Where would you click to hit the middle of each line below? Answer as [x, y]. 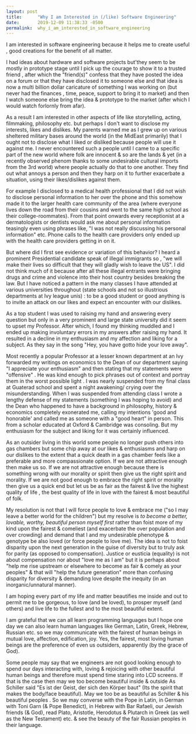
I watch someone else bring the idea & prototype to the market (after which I [98, 100]
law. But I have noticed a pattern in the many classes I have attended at [92, 284]
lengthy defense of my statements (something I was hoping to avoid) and [94, 400]
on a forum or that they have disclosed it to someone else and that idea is [94, 81]
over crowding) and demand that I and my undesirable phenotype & [87, 535]
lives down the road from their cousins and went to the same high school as [97, 210]
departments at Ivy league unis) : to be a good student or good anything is [96, 296]
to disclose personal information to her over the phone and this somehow [94, 197]
